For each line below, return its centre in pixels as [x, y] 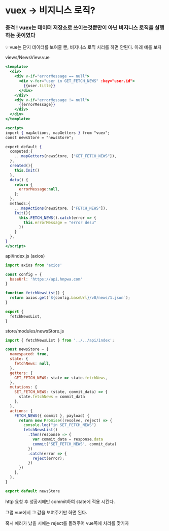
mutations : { [24, 387]
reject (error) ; [48, 458]
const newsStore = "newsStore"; [39, 137]
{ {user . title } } [40, 86]
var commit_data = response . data [67, 439]
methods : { [20, 204]
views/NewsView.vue [27, 58]
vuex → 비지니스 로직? [50, 10]
